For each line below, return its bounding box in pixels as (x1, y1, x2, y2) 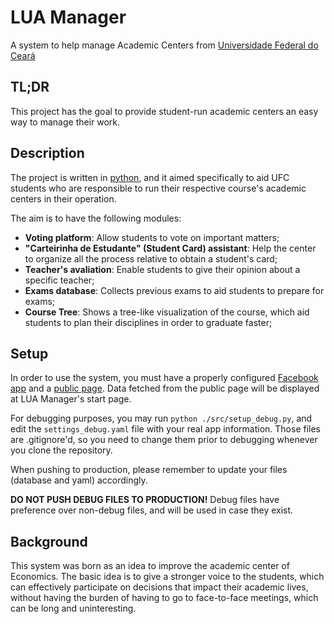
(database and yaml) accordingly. (10, 474, 148, 486)
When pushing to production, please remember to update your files (10, 464, 288, 476)
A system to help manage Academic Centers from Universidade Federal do (10, 39, 319, 51)
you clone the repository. (10, 444, 113, 456)
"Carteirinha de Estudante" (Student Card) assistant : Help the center (24, 242, 317, 254)
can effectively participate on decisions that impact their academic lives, (10, 581, 309, 593)
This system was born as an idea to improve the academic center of (10, 560, 290, 572)
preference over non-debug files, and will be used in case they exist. (10, 504, 294, 516)
